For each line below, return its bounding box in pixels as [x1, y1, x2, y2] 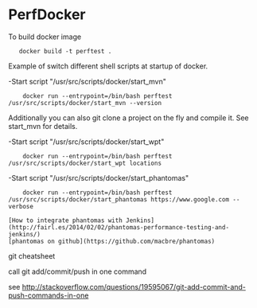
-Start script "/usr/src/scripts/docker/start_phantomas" [8, 173, 189, 182]
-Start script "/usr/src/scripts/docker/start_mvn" [8, 76, 167, 86]
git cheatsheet [8, 251, 56, 260]
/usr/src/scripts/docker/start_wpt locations [8, 159, 162, 167]
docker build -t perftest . [18, 47, 112, 55]
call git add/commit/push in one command [8, 267, 147, 276]
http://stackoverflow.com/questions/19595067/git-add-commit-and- [21, 282, 247, 291]
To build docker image [8, 32, 82, 41]
